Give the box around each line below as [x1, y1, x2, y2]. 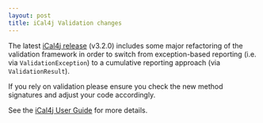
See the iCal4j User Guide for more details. [8, 105, 148, 115]
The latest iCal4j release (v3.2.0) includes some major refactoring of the [8, 40, 243, 50]
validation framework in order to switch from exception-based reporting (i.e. [8, 49, 257, 59]
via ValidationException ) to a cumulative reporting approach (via [8, 57, 220, 67]
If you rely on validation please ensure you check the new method [8, 81, 223, 91]
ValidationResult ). [8, 66, 70, 75]
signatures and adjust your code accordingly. [8, 90, 156, 99]
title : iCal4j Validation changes [8, 19, 123, 27]
